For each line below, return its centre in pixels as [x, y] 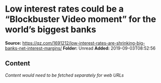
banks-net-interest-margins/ [33, 48]
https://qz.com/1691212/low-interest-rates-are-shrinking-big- [84, 43]
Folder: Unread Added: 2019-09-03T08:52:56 [109, 48]
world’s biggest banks [51, 30]
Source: [13, 43]
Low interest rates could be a [64, 9]
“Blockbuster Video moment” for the [80, 19]
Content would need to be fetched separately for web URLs [64, 75]
